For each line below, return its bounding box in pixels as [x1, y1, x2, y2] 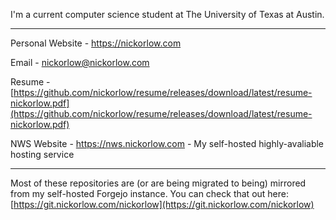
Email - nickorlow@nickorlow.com [10, 57, 150, 68]
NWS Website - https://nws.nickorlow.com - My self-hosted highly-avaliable [10, 138, 325, 149]
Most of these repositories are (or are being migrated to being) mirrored [10, 177, 307, 189]
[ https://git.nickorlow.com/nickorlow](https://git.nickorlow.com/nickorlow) [10, 199, 315, 210]
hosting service [10, 149, 75, 160]
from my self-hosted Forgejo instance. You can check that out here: [10, 188, 290, 199]
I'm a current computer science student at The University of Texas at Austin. [10, 9, 325, 20]
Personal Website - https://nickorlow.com [10, 37, 182, 49]
